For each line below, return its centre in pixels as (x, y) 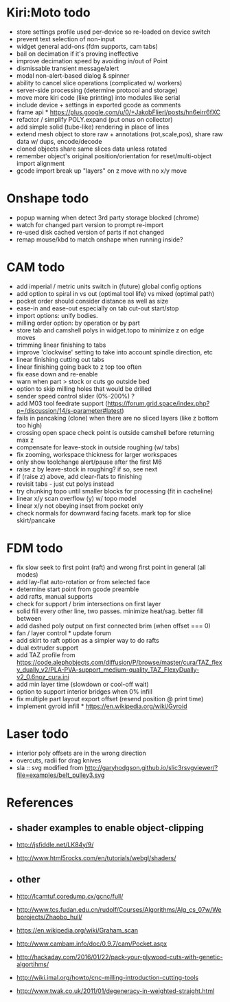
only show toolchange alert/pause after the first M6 (89, 462)
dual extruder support (47, 648)
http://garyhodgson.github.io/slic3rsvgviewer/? (151, 767)
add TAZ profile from (46, 654)
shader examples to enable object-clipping (110, 828)
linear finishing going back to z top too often (79, 367)
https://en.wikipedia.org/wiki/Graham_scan (77, 930)
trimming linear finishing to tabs (61, 345)
